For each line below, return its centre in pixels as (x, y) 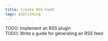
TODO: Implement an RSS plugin (38, 28)
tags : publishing (23, 14)
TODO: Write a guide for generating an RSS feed (54, 33)
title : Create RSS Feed (30, 10)
